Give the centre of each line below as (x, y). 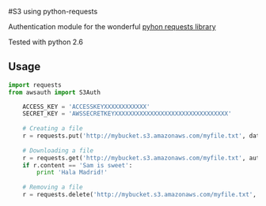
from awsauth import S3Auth (55, 92)
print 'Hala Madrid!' (72, 173)
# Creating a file (53, 129)
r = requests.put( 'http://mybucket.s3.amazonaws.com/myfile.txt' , (134, 136)
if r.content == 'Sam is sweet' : (78, 165)
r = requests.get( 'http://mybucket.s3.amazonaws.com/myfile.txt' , (134, 158)
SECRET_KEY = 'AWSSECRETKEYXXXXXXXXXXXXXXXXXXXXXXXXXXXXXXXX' (127, 114)
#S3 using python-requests (53, 11)
